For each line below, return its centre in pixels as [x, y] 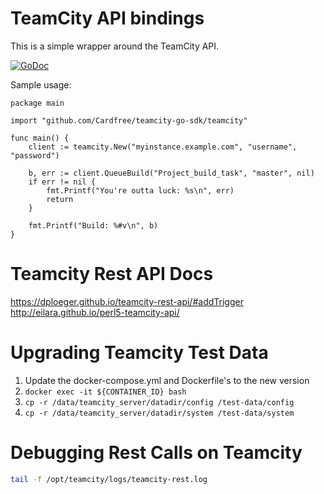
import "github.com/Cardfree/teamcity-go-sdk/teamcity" [129, 120]
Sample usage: [41, 84]
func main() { [40, 138]
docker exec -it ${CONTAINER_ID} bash [105, 392]
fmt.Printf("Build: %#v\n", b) [93, 225]
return [60, 199]
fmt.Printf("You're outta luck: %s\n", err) [140, 190]
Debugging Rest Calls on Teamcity [156, 453]
